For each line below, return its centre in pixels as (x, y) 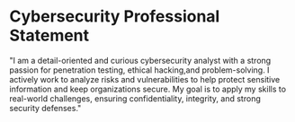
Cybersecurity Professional (115, 17)
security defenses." (45, 108)
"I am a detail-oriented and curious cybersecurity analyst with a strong (140, 60)
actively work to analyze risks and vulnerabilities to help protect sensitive (145, 79)
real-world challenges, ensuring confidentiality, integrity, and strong (135, 98)
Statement (49, 35)
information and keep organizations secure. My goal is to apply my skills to (147, 89)
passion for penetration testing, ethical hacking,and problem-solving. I (139, 70)
